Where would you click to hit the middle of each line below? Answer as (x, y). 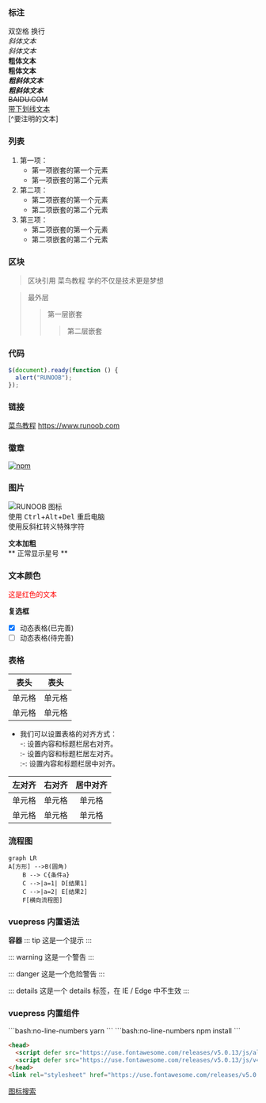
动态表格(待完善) (46, 638)
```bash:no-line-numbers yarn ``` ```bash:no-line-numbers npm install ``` (125, 1031)
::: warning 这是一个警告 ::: (51, 957)
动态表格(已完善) (46, 628)
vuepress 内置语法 (44, 922)
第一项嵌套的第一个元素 (70, 170)
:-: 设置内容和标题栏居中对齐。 (70, 764)
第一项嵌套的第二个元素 (70, 180)
